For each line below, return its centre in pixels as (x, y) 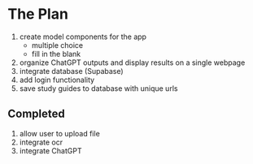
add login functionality (57, 80)
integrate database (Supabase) (71, 71)
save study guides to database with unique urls (98, 88)
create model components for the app (83, 37)
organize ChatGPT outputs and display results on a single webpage (132, 63)
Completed (37, 114)
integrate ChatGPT (50, 150)
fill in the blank (56, 54)
